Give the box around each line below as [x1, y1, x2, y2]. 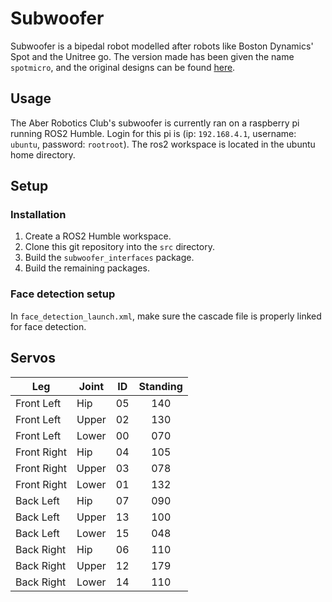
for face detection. [10, 320, 87, 332]
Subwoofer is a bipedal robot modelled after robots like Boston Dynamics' [10, 40, 314, 52]
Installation [10, 208, 67, 222]
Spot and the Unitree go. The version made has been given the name [10, 50, 295, 62]
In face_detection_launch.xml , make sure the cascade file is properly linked [10, 310, 322, 322]
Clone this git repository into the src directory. [24, 241, 215, 253]
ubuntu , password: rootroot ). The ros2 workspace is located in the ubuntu [10, 138, 316, 150]
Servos [10, 350, 56, 367]
